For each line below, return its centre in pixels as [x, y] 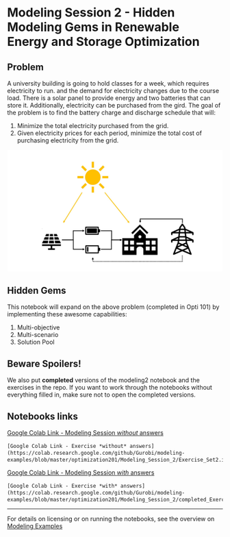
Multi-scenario [38, 335]
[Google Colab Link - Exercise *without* [67, 446]
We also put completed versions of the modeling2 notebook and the [103, 380]
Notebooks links [43, 416]
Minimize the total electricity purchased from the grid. [93, 126]
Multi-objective [38, 327]
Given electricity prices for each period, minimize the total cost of [109, 133]
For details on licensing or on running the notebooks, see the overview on [111, 519]
